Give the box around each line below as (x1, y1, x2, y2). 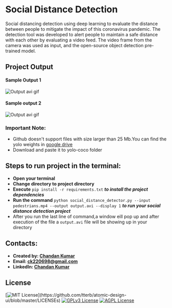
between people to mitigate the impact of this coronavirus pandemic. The (5, 26, 161, 32)
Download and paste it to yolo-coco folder (12, 147, 103, 153)
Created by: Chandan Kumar (12, 253, 75, 259)
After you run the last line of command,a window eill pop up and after (12, 213, 160, 219)
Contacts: (5, 239, 38, 248)
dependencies (12, 191, 45, 198)
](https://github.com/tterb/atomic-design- (37, 292, 127, 298)
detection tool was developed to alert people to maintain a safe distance (5, 31, 158, 37)
